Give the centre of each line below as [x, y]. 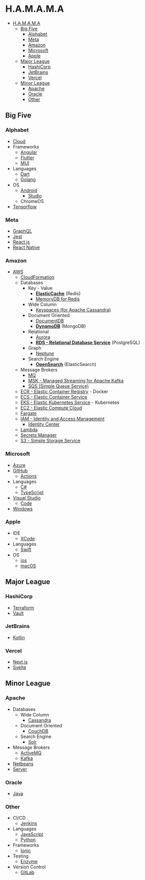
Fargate [28, 414]
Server [20, 769]
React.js [21, 242]
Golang [28, 179]
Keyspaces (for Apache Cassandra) [73, 310]
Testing [21, 856]
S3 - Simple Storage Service [50, 441]
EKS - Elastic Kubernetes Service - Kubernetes [70, 402]
